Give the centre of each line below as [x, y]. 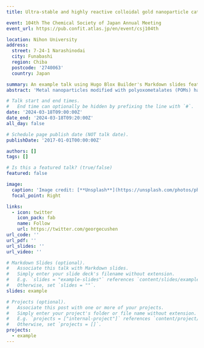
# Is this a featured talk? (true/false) [59, 168]
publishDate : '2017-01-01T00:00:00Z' [54, 140]
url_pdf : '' [21, 241]
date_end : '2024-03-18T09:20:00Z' [50, 118]
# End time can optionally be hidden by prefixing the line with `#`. [100, 107]
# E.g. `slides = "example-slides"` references [70, 280]
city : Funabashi [32, 56]
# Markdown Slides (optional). [46, 263]
